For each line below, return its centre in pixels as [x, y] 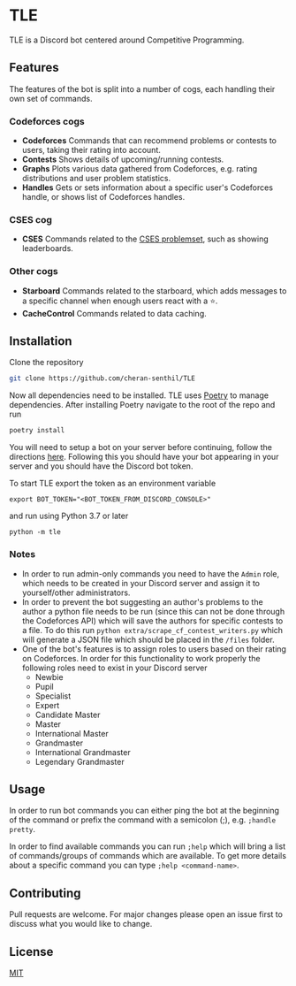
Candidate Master [68, 715]
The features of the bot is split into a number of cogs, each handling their [142, 88]
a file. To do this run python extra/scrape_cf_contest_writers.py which [152, 630]
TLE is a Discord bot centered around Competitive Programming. [127, 40]
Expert [47, 705]
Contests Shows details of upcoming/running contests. [123, 159]
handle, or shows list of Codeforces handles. [103, 197]
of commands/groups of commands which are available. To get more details [148, 856]
